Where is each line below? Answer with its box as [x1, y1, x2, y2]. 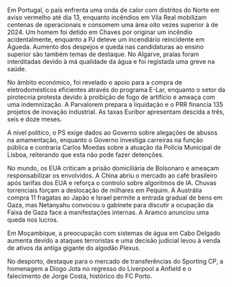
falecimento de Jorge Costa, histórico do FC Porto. [7, 272, 152, 280]
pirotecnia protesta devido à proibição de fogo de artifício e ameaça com [7, 93, 216, 101]
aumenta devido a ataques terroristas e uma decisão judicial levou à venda [7, 236, 221, 245]
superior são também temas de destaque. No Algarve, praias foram [7, 50, 199, 58]
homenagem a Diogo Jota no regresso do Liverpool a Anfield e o [7, 265, 192, 272]
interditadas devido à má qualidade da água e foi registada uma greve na [7, 58, 215, 65]
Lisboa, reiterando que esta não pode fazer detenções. [7, 150, 164, 159]
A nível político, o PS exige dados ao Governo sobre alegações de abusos [7, 128, 218, 137]
